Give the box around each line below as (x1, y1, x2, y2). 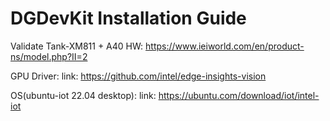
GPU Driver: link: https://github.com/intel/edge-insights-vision (10, 70, 267, 82)
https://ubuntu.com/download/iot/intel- (158, 89, 320, 101)
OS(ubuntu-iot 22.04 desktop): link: (10, 89, 157, 101)
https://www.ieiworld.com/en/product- (145, 40, 305, 52)
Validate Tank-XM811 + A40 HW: (10, 40, 144, 52)
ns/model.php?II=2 (10, 50, 88, 62)
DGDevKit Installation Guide (10, 7, 247, 30)
